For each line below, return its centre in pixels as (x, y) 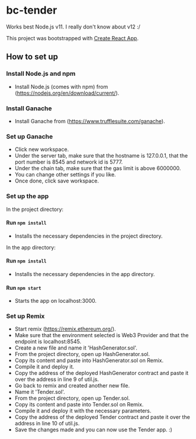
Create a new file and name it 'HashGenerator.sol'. (76, 348)
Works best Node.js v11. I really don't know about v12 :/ (73, 27)
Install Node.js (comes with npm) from (61, 86)
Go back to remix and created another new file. (72, 386)
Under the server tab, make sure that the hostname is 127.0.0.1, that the (101, 156)
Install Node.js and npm (41, 73)
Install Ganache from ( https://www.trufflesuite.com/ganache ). (90, 121)
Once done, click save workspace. (57, 181)
